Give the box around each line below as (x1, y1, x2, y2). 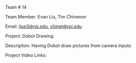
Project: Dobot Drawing (5, 33, 54, 39)
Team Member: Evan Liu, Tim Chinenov (5, 14, 87, 19)
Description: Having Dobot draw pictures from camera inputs (5, 43, 131, 49)
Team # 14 (5, 4, 27, 10)
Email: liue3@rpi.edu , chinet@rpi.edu (5, 23, 82, 29)
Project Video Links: (5, 52, 47, 58)
